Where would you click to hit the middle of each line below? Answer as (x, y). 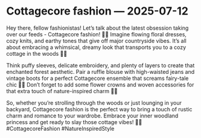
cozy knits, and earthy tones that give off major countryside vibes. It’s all (97, 41)
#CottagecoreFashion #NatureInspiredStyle (60, 128)
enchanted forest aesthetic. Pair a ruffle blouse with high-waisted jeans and (101, 71)
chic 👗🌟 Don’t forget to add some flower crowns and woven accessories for (100, 84)
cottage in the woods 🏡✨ (37, 53)
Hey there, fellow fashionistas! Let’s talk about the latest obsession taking (97, 28)
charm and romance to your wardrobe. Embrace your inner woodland (92, 116)
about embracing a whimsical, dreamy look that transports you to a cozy (96, 47)
